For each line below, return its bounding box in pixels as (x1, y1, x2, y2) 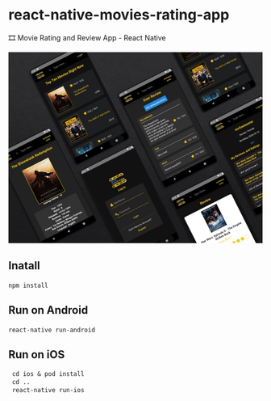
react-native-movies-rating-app (8, 6, 230, 24)
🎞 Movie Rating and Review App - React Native (8, 32, 167, 42)
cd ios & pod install (11, 370, 85, 378)
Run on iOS (8, 348, 65, 361)
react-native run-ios (11, 386, 85, 395)
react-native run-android (8, 326, 95, 334)
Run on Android (8, 303, 89, 317)
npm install (8, 281, 48, 289)
